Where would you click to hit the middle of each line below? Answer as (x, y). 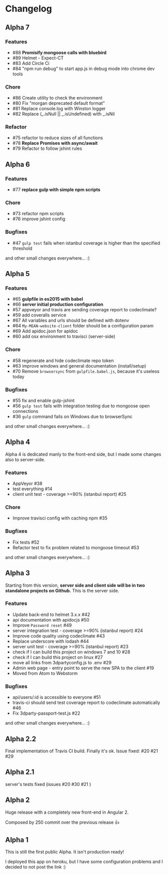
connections (25, 411)
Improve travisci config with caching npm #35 (60, 518)
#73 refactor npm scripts (38, 214)
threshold (22, 248)
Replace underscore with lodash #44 (51, 641)
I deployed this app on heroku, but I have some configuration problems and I (84, 862)
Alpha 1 (17, 840)
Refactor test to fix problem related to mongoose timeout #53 (76, 547)
